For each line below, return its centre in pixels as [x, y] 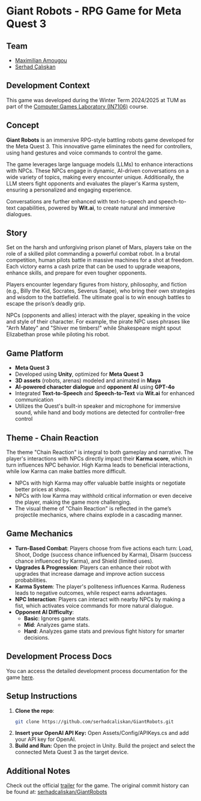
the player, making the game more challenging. [73, 502]
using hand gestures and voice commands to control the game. [85, 153]
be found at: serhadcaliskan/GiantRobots [57, 792]
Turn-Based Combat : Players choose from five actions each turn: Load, [104, 548]
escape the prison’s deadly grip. [46, 304]
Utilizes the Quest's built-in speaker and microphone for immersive [98, 406]
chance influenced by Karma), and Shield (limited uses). [84, 561]
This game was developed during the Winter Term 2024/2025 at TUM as [96, 100]
